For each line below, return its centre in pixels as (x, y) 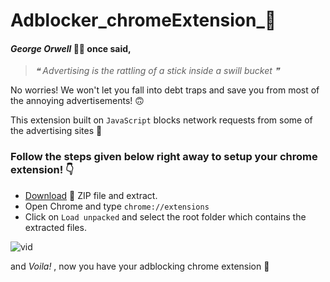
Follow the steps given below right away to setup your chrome (164, 157)
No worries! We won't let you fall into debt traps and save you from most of (165, 90)
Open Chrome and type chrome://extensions (117, 206)
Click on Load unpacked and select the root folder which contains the (165, 216)
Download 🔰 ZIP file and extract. (91, 195)
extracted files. (55, 227)
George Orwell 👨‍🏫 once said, (71, 48)
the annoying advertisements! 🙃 (77, 101)
